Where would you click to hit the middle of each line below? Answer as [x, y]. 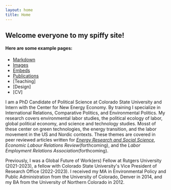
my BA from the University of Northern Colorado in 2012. [65, 182]
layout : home [19, 10]
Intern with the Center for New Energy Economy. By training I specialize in [83, 107]
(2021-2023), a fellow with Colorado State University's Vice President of [81, 166]
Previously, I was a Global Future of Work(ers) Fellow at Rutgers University [83, 160]
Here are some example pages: [39, 48]
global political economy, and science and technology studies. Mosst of [81, 124]
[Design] [22, 87]
